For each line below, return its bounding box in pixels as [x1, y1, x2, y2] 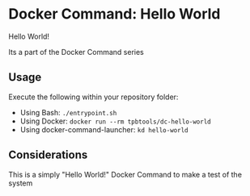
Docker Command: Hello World [8, 5, 221, 23]
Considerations [8, 148, 88, 162]
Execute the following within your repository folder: [8, 92, 179, 102]
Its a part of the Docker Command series [8, 47, 144, 56]
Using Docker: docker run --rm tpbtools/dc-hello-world [19, 116, 212, 126]
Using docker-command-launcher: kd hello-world [19, 124, 189, 134]
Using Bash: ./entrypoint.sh [19, 107, 117, 117]
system [8, 178, 33, 188]
